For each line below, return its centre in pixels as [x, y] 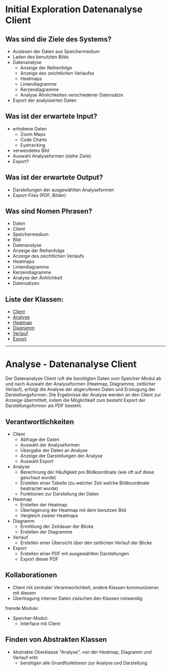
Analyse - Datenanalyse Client [71, 364]
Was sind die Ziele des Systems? [59, 39]
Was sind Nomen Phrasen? [49, 211]
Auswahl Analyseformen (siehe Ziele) [52, 156]
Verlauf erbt [25, 657]
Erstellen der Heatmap [44, 505]
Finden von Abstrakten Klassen [56, 640]
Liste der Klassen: [34, 299]
